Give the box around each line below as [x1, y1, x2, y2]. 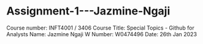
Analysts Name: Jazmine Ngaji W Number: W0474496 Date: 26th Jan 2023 [6, 30, 197, 37]
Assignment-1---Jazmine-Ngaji [6, 4, 170, 18]
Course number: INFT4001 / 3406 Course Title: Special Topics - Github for [6, 24, 194, 31]
